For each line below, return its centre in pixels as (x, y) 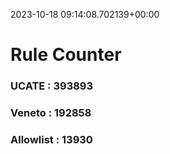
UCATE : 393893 (52, 86)
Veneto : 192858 (51, 113)
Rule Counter (66, 55)
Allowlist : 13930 (51, 139)
